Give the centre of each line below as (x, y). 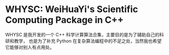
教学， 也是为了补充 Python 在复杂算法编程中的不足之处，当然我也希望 (88, 41)
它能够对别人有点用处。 (30, 47)
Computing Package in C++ (64, 20)
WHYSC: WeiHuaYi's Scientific (72, 9)
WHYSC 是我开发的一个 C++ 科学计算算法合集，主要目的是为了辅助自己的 (82, 34)
